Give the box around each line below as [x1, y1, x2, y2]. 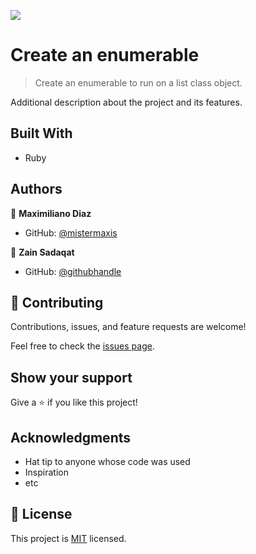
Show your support [10, 369, 133, 386]
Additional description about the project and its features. [10, 96, 243, 108]
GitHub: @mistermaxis [24, 226, 118, 239]
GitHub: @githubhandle [24, 265, 122, 277]
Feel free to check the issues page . [10, 340, 155, 352]
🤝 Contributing [10, 294, 104, 311]
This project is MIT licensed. [10, 532, 127, 544]
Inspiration [24, 466, 69, 478]
